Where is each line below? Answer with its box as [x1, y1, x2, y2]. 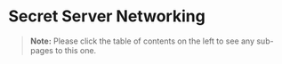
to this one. [55, 44, 97, 55]
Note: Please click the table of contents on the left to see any [29, 36, 255, 46]
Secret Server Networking [8, 6, 205, 27]
